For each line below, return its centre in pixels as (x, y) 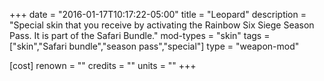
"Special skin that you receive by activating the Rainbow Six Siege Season (162, 25)
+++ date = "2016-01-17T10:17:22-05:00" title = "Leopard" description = (158, 14)
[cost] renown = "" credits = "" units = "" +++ (103, 65)
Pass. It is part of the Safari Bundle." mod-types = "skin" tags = (140, 35)
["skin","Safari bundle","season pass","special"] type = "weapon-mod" (154, 46)
